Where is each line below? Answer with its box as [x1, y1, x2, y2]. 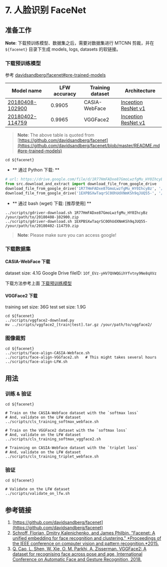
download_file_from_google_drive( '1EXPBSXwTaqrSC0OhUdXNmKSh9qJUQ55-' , [5, 190, 157, 195]
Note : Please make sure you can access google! [17, 232, 117, 238]
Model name [11, 88, 42, 94]
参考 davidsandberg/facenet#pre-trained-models [5, 72, 106, 78]
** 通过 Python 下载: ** [12, 167, 60, 173]
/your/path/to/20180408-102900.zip [5, 214, 79, 219]
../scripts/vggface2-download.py [5, 318, 75, 323]
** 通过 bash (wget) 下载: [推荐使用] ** [12, 200, 91, 206]
